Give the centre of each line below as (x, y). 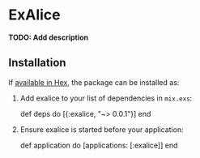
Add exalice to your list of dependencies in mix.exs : (106, 98)
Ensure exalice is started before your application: (102, 129)
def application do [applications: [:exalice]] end (99, 145)
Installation (37, 63)
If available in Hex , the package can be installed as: (94, 82)
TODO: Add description (49, 37)
